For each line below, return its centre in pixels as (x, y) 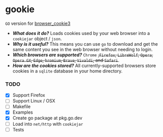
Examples (23, 112)
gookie (20, 9)
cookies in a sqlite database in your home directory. (67, 71)
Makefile (21, 107)
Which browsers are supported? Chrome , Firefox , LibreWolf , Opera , (83, 55)
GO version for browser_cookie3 (38, 23)
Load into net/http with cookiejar (48, 124)
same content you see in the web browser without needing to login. (83, 49)
